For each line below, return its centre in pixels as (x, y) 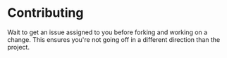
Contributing (45, 13)
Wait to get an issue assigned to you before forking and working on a (108, 32)
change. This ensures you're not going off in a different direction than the (114, 39)
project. (19, 47)
